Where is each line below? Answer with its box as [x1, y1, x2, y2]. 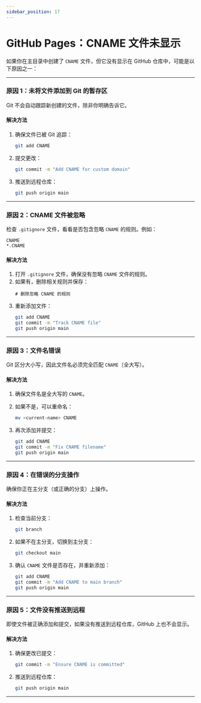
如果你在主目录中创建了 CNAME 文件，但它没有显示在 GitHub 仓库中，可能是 [6, 57, 190, 65]
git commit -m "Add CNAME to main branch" [14, 579, 123, 585]
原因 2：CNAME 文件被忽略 [6, 211, 86, 219]
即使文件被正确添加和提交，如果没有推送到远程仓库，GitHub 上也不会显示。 [6, 620, 193, 628]
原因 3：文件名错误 [6, 346, 61, 354]
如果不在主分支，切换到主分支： [14, 538, 94, 546]
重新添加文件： [14, 302, 52, 310]
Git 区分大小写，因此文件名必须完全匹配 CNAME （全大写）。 [6, 361, 148, 368]
